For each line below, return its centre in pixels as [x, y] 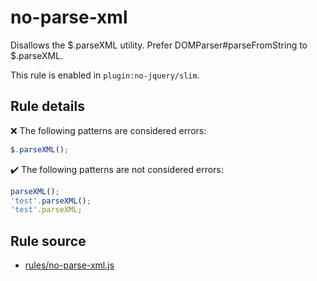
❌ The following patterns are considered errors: [108, 130]
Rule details [47, 106]
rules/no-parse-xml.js [69, 265]
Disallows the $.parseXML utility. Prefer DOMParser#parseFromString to [159, 45]
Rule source [48, 241]
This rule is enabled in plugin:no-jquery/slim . [105, 75]
